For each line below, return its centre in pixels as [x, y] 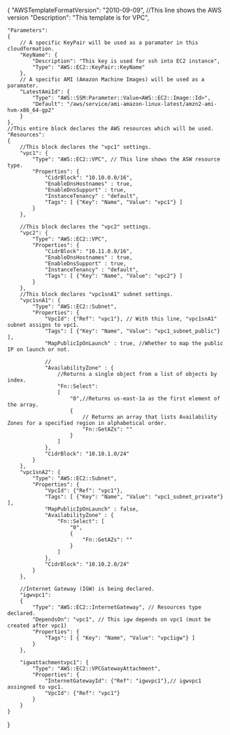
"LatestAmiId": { [45, 92]
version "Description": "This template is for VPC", [78, 18]
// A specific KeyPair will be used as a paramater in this [109, 43]
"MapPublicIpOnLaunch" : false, [92, 509]
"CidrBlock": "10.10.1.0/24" [87, 454]
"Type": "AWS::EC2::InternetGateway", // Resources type [117, 607]
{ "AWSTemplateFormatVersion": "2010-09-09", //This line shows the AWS [115, 10]
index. [17, 380]
